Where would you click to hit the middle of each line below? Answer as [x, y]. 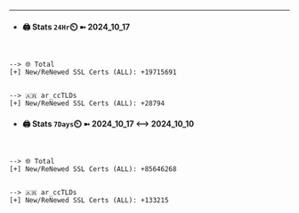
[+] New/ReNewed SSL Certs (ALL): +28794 [87, 103]
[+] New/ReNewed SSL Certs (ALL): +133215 [89, 201]
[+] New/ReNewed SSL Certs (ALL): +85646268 [93, 169]
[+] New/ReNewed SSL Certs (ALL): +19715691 [93, 72]
